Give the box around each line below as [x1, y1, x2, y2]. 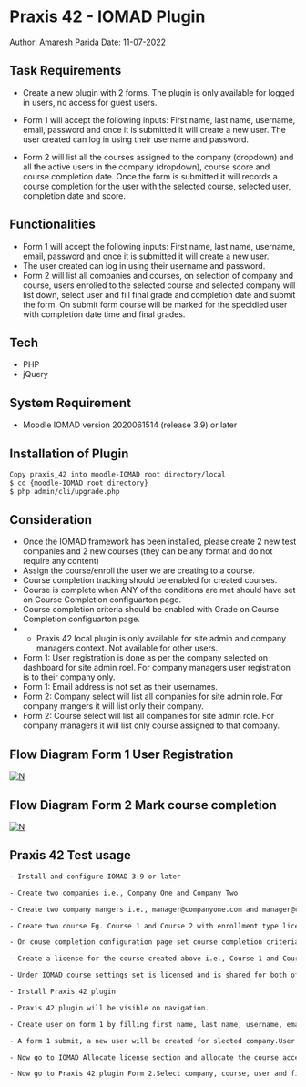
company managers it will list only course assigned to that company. [22, 720, 280, 731]
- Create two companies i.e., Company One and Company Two [9, 888, 239, 897]
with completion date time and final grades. [22, 308, 186, 320]
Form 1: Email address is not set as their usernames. [22, 682, 219, 692]
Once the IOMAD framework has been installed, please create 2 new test [22, 536, 297, 548]
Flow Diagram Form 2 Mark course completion [9, 797, 278, 813]
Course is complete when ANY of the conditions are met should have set [22, 585, 296, 596]
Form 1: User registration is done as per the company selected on [22, 652, 269, 663]
